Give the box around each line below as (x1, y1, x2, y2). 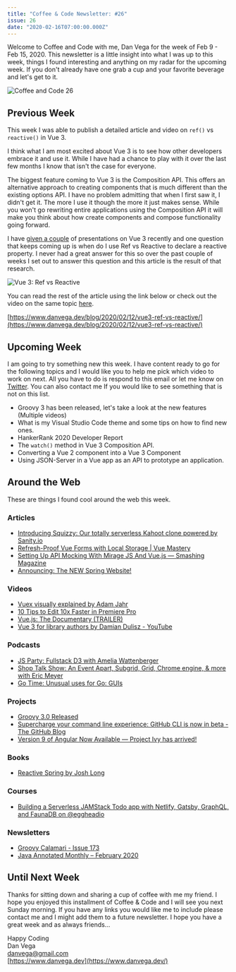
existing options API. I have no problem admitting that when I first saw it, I (7, 191, 221, 199)
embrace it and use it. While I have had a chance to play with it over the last (7, 155, 227, 163)
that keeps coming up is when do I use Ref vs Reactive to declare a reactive (7, 242, 228, 251)
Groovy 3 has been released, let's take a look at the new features (17, 403, 206, 412)
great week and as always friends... (7, 920, 111, 929)
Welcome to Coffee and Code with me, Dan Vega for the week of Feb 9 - (7, 43, 218, 52)
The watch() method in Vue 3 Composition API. (17, 441, 155, 449)
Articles (7, 513, 35, 523)
